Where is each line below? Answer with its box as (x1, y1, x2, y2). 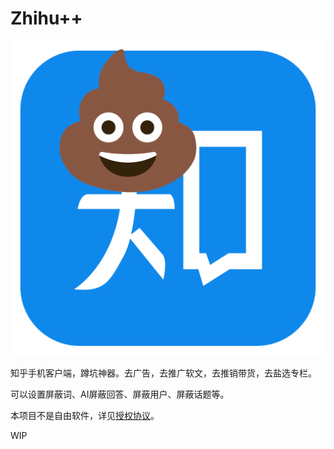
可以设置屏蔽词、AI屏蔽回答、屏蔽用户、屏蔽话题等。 (10, 388, 230, 400)
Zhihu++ (10, 7, 83, 30)
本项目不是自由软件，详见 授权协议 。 (10, 409, 160, 421)
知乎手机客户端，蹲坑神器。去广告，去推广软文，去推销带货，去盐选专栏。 (10, 367, 317, 379)
